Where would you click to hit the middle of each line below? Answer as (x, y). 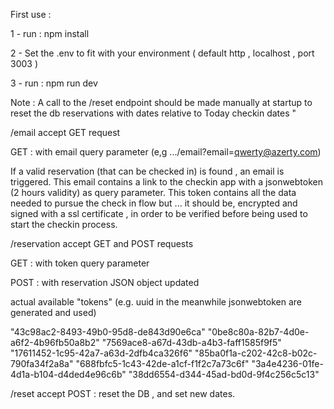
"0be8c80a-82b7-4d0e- (258, 332)
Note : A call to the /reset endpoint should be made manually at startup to (161, 102)
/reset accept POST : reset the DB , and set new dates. (123, 393)
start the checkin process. (64, 224)
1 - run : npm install (50, 33)
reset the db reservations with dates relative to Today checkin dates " (153, 113)
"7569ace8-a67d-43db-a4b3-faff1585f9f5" (191, 342)
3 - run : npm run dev (54, 83)
